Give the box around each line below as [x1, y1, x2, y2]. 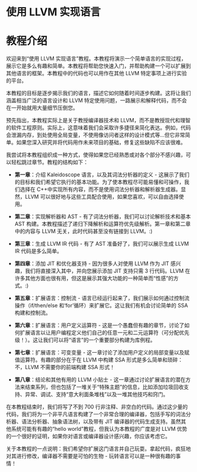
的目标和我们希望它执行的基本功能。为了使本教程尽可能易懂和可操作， [14, 179, 185, 186]
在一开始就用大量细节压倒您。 [6, 104, 78, 112]
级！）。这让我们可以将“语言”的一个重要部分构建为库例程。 [14, 336, 156, 344]
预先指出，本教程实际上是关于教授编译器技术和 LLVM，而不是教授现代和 [6, 117, 181, 124]
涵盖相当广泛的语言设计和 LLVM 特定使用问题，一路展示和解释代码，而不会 [6, 97, 188, 104]
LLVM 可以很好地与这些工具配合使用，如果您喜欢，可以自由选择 [25, 193, 179, 200]
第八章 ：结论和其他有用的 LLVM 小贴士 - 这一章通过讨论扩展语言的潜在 [14, 376, 186, 383]
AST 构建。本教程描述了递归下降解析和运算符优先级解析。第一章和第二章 [14, 220, 191, 227]
